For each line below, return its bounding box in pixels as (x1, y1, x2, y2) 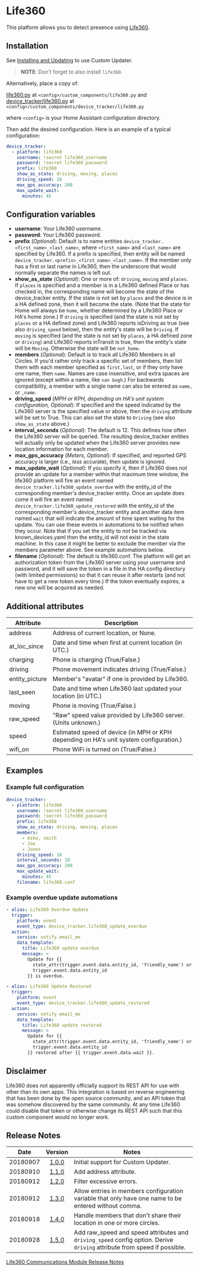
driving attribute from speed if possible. (73, 1243, 186, 1251)
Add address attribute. (73, 1168, 136, 1176)
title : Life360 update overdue (21, 946, 99, 951)
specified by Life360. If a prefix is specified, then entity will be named (14, 250, 185, 257)
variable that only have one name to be (73, 1195, 182, 1203)
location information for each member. (14, 446, 108, 453)
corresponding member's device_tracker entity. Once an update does (14, 490, 185, 497)
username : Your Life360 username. (14, 225, 102, 232)
